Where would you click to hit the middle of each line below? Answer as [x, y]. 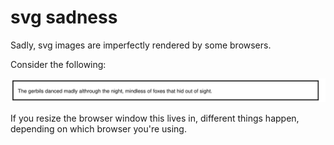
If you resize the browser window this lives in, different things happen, [155, 118]
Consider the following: [58, 64]
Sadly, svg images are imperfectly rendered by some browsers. [141, 45]
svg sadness [64, 17]
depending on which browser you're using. [98, 129]
